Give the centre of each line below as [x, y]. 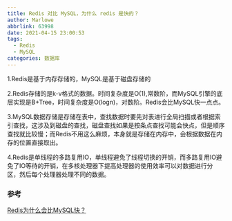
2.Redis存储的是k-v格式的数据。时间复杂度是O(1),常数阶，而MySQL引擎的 [112, 93]
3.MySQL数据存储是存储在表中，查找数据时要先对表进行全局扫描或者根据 [111, 116]
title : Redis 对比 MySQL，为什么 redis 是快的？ [73, 13]
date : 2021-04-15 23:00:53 [46, 33]
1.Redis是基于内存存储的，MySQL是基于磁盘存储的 [79, 78]
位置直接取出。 [40, 143]
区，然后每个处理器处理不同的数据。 [59, 174]
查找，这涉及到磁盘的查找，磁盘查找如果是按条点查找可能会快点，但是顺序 [119, 125]
